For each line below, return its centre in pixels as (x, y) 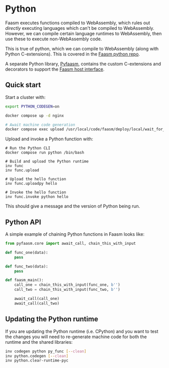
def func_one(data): (27, 252)
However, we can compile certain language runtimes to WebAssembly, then (83, 33)
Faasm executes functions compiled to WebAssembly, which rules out (78, 23)
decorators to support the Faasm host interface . (55, 69)
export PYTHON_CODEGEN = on (32, 107)
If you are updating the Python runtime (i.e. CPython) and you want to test (82, 331)
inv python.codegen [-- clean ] (37, 356)
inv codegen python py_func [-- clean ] (46, 351)
